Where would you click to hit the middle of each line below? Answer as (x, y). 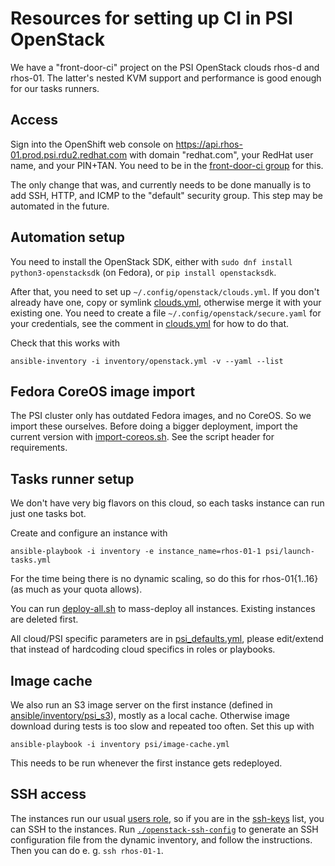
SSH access (48, 794)
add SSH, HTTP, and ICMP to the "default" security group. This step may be (166, 195)
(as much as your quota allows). (76, 589)
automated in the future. (60, 206)
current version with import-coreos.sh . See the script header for (142, 437)
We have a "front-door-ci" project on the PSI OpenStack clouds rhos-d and (165, 67)
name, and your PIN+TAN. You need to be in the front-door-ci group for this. (167, 165)
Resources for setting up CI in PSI (151, 18)
